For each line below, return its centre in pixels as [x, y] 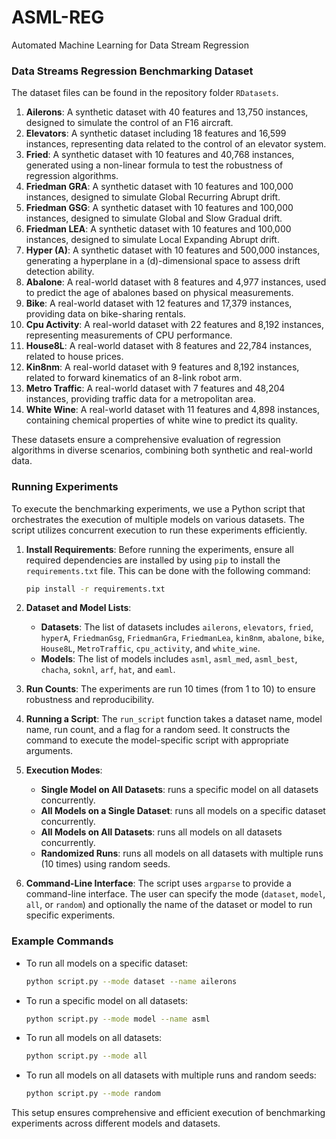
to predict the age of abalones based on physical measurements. [159, 293]
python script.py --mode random [93, 1094]
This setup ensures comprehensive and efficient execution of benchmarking [168, 1113]
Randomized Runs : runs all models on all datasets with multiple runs [182, 853]
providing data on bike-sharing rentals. [105, 314]
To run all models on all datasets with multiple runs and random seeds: [171, 1075]
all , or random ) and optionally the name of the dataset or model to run [169, 905]
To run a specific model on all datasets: [106, 1000]
